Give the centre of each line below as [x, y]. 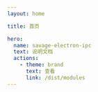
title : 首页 [23, 26]
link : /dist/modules [55, 77]
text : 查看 [40, 71]
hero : [15, 39]
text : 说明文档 [33, 52]
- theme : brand [42, 65]
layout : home [26, 14]
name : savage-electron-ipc [52, 45]
